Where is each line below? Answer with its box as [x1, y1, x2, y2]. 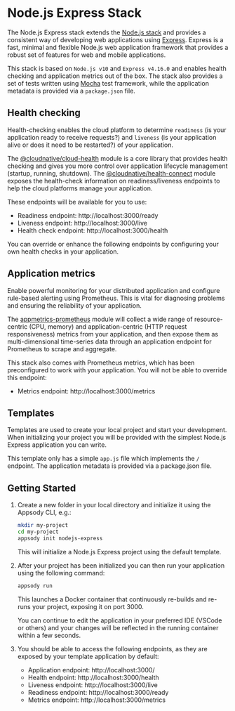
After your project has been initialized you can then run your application [17, 561, 225, 570]
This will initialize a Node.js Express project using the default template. [17, 547, 222, 556]
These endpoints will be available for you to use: [7, 197, 147, 206]
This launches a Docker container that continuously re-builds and [17, 595, 207, 604]
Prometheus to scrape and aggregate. [7, 344, 117, 353]
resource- [194, 315, 223, 323]
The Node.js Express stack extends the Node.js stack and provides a [7, 28, 206, 37]
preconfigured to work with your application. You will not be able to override [7, 365, 227, 374]
